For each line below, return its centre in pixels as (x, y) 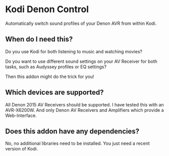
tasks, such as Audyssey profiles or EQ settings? (56, 66)
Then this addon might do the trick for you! (50, 76)
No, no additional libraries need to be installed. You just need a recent (77, 143)
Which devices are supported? (55, 92)
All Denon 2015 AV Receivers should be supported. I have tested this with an (84, 104)
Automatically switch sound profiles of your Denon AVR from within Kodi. (81, 23)
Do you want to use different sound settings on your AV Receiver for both (81, 61)
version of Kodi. (22, 149)
